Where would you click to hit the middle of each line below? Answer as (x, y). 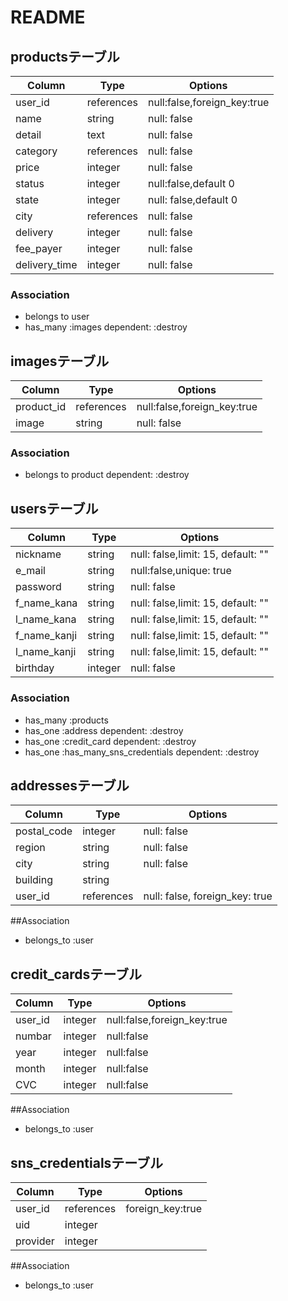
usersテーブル (54, 508)
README (48, 17)
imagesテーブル (60, 361)
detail (28, 134)
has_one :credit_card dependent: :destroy (110, 741)
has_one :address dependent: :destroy (104, 730)
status (30, 183)
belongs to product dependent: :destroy (107, 475)
